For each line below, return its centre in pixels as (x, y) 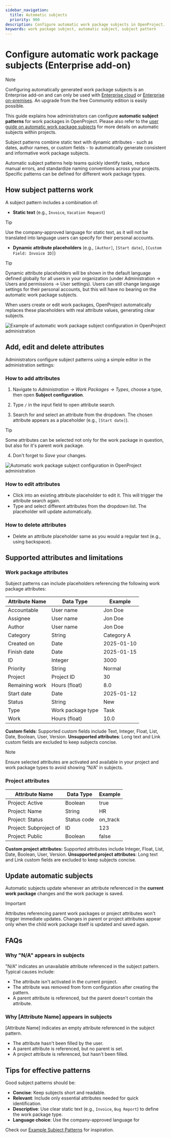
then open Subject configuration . (48, 395)
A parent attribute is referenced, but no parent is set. (68, 1049)
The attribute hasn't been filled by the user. (58, 1043)
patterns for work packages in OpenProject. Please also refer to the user (82, 122)
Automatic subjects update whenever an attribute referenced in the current (84, 888)
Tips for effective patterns (48, 1070)
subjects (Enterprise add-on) (68, 65)
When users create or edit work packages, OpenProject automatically (78, 305)
